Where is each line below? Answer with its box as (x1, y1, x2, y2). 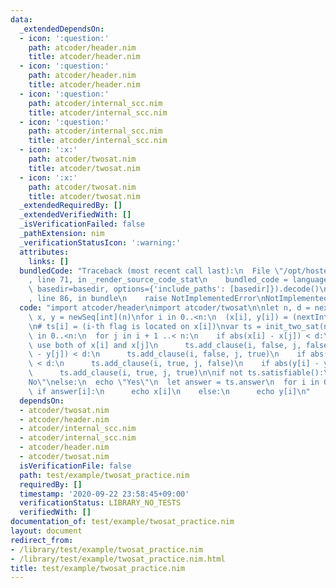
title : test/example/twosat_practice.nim (10, 563, 186, 573)
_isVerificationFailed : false (19, 219, 145, 230)
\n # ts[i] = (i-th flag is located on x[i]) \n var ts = (28, 321, 262, 331)
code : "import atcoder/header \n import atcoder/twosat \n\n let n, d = (19, 303, 311, 313)
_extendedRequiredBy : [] (19, 201, 123, 211)
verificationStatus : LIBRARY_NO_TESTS (19, 498, 182, 508)
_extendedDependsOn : (19, 24, 105, 34)
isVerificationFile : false (19, 461, 132, 471)
